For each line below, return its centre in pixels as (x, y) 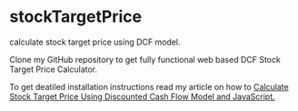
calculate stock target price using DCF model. (95, 42)
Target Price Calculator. (54, 69)
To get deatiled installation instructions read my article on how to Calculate (149, 86)
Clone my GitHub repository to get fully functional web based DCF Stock (145, 59)
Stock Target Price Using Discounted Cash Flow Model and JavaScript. (142, 96)
